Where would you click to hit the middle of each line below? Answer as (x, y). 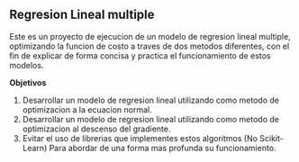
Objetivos (28, 82)
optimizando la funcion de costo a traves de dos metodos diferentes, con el (149, 46)
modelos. (27, 65)
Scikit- (272, 138)
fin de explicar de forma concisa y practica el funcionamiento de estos (140, 55)
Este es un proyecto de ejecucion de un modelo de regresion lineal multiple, (150, 36)
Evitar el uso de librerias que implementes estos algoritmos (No (140, 138)
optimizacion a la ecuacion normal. (87, 109)
